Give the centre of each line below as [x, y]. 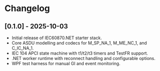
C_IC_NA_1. [23, 48]
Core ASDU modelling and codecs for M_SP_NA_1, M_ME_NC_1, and [79, 43]
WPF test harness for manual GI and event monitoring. [66, 64]
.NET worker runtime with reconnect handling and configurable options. [83, 58]
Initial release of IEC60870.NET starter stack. [57, 38]
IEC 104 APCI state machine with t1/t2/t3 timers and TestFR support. [80, 53]
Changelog [27, 8]
